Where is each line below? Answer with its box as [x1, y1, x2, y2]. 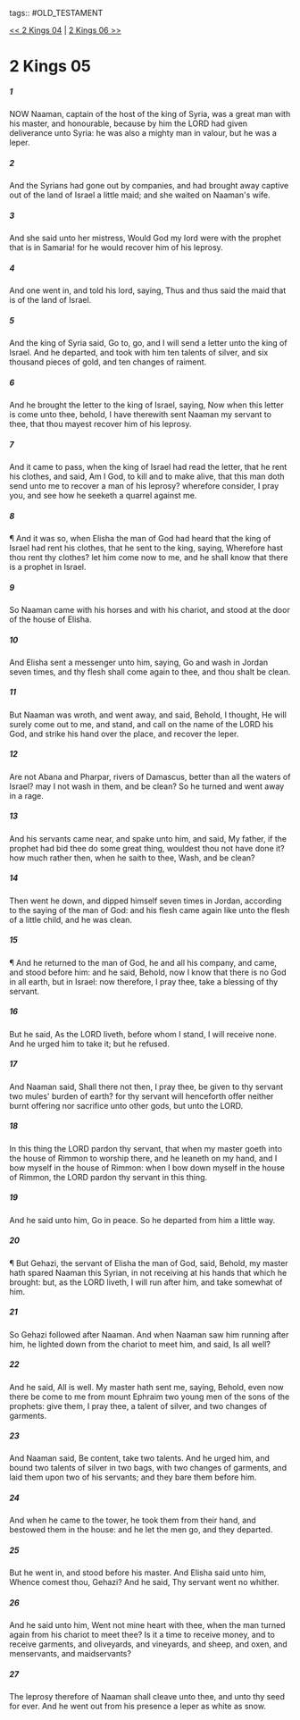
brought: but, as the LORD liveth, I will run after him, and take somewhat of [9, 1277, 283, 1288]
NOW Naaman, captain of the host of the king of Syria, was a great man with [9, 109, 291, 120]
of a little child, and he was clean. [9, 914, 132, 925]
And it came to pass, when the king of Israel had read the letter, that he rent [9, 461, 287, 472]
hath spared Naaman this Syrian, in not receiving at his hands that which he [9, 1267, 287, 1278]
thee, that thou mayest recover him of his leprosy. [9, 419, 192, 429]
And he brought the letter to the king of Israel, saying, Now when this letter [9, 399, 284, 410]
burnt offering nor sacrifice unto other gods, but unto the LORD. [9, 1100, 244, 1111]
